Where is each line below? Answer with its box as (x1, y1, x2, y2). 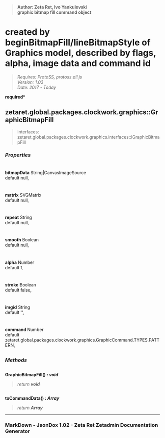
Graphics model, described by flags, (5, 48, 156, 58)
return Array (17, 405, 43, 411)
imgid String (5, 304, 30, 310)
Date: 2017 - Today (17, 84, 56, 90)
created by (5, 26, 50, 38)
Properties (5, 152, 31, 158)
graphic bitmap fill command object (17, 9, 92, 15)
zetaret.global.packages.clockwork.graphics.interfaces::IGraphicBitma (17, 134, 160, 140)
